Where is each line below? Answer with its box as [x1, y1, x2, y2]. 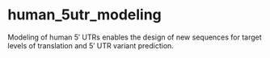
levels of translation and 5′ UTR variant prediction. [7, 40, 175, 50]
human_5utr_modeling [7, 6, 162, 24]
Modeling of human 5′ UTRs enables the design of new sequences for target [7, 32, 262, 42]
